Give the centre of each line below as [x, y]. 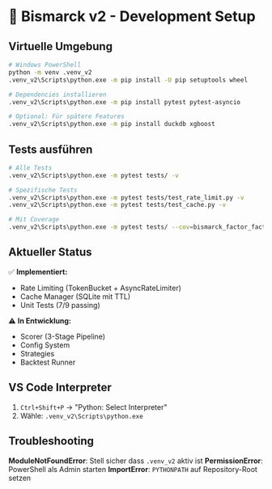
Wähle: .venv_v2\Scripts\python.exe [81, 415]
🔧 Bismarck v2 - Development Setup [132, 17]
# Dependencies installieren [57, 95]
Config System [45, 345]
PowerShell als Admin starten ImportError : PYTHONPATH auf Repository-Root [133, 469]
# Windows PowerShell [45, 65]
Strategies [37, 353]
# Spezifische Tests [43, 190]
